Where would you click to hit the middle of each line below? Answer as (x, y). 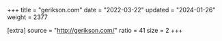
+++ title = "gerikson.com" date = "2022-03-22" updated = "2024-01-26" (111, 10)
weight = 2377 (27, 17)
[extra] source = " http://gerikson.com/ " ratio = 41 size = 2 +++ (95, 30)
